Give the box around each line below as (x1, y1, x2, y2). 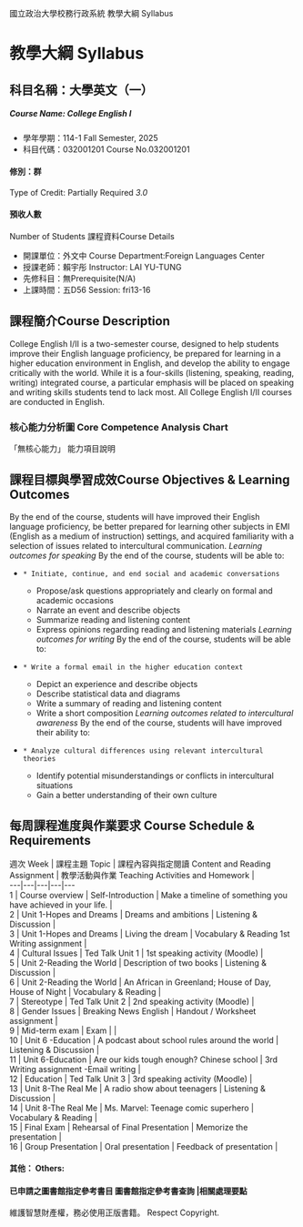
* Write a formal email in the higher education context (22, 663, 244, 672)
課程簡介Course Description (9, 313, 170, 330)
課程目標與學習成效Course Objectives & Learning (9, 472, 290, 488)
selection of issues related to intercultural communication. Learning (9, 540, 263, 551)
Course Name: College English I (9, 108, 132, 119)
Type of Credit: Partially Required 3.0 (9, 187, 148, 198)
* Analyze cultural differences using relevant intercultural (22, 745, 264, 755)
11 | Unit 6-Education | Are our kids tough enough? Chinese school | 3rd (9, 1054, 278, 1065)
